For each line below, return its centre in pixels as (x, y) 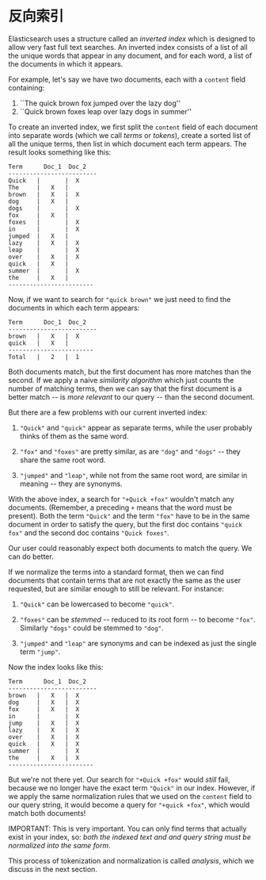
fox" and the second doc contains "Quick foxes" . (89, 533)
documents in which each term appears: (74, 308)
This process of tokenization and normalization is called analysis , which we (131, 860)
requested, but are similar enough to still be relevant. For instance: (116, 588)
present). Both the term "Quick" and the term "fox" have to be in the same (129, 515)
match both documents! (47, 813)
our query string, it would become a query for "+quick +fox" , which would (129, 805)
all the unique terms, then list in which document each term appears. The (127, 143)
